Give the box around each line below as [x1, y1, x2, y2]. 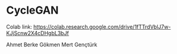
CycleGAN [6, 4, 59, 17]
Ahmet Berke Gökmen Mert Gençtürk [6, 41, 98, 48]
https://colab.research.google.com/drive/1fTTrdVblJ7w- [33, 23, 171, 30]
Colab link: [6, 23, 33, 30]
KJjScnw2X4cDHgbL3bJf [6, 29, 70, 36]
